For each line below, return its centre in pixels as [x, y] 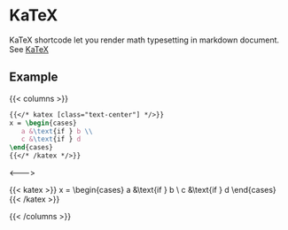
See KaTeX [29, 49]
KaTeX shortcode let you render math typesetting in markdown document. [144, 40]
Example [34, 77]
